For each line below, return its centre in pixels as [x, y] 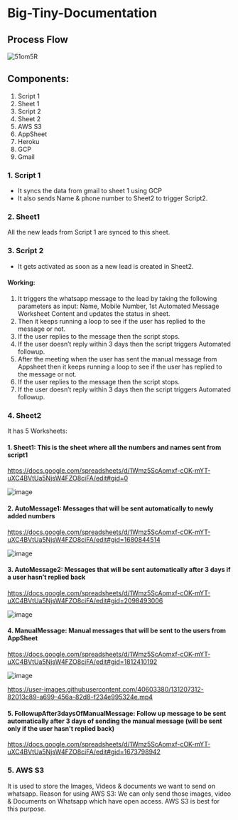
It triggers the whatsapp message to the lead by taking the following [117, 298]
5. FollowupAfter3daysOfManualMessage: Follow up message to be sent [117, 713]
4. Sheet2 [25, 415]
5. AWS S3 [26, 770]
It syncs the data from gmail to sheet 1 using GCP [90, 191]
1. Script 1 [24, 175]
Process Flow [38, 40]
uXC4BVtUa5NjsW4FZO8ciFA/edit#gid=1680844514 [84, 539]
